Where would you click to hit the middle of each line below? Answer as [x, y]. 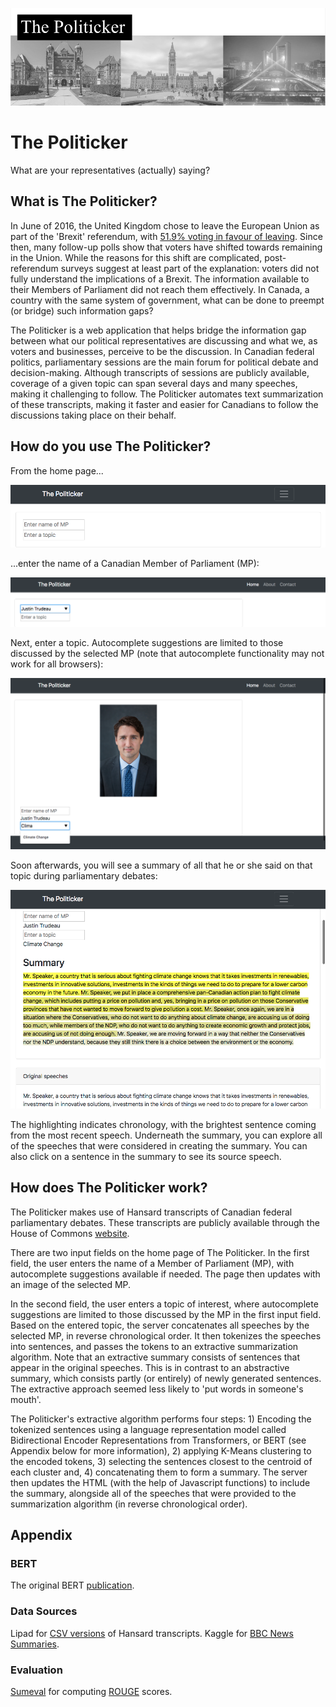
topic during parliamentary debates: [84, 875]
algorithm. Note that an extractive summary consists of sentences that [155, 1357]
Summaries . [35, 1644]
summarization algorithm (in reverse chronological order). [129, 1504]
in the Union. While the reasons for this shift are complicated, [136, 257]
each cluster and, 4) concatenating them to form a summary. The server [159, 1472]
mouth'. [26, 1399]
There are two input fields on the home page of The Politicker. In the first [160, 1252]
